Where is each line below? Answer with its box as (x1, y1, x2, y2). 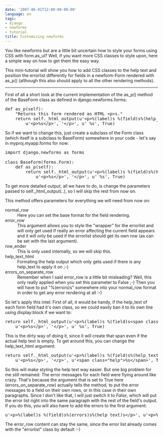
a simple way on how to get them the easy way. (5, 58, 100, 64)
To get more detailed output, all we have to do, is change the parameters (5, 183, 150, 189)
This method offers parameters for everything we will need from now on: (5, 197, 150, 203)
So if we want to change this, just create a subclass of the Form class (5, 130, 144, 136)
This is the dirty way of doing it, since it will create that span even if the (5, 332, 147, 338)
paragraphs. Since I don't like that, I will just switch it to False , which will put (5, 392, 157, 398)
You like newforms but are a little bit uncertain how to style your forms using (5, 47, 158, 53)
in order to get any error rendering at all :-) (17, 290, 102, 296)
